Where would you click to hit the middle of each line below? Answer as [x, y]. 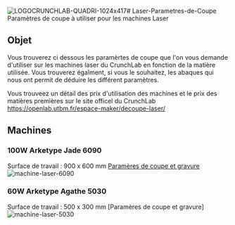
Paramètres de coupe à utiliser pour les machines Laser [88, 18]
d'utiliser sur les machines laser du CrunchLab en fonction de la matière [112, 65]
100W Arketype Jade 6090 [55, 150]
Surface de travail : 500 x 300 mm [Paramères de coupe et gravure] [106, 207]
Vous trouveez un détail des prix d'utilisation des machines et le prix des [112, 93]
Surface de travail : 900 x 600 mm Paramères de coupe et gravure [104, 166]
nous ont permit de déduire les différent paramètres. [83, 79]
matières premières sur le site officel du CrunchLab [82, 101]
